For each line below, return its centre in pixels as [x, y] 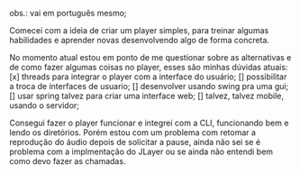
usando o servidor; [44, 105]
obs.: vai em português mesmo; [68, 13]
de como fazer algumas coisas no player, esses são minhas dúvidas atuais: [149, 67]
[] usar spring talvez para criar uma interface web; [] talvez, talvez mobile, [147, 96]
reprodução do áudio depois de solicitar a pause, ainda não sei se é [135, 142]
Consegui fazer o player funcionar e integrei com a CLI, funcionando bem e [149, 123]
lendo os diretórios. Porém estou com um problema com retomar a [133, 133]
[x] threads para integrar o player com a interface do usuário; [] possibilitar [148, 77]
